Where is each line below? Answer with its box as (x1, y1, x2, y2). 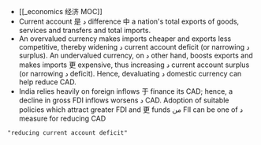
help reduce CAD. (18, 77, 76, 87)
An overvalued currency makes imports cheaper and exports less (18, 34, 232, 43)
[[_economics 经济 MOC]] (18, 7, 103, 16)
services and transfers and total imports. (18, 26, 151, 35)
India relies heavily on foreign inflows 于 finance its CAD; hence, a (18, 87, 233, 96)
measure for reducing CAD (18, 113, 106, 123)
